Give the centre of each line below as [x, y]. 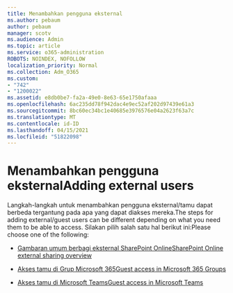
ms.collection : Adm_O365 [43, 72]
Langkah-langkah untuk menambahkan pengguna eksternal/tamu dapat [110, 205]
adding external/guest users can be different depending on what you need [114, 220]
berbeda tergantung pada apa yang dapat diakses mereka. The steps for [110, 212]
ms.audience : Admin [35, 40]
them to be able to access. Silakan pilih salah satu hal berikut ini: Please [109, 228]
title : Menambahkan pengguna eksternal [65, 14]
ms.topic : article [34, 46]
